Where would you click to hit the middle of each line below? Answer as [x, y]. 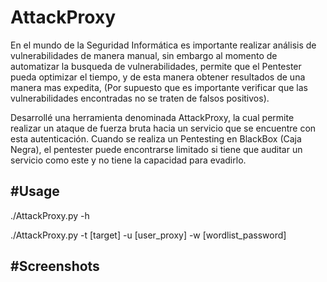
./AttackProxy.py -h [50, 215]
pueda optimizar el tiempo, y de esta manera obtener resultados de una [158, 77]
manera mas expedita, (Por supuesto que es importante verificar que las [159, 87]
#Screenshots [55, 266]
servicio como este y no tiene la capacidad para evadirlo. [128, 160]
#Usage [35, 191]
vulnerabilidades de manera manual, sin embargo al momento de [144, 55]
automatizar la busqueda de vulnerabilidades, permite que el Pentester [156, 66]
